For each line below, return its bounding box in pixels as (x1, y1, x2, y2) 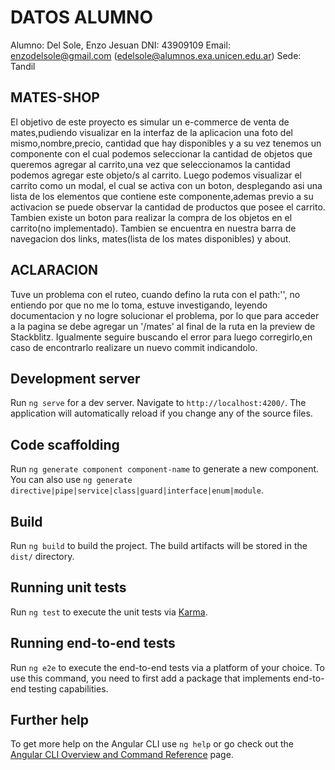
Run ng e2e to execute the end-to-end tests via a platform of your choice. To (10, 661, 326, 673)
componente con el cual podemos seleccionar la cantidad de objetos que (10, 147, 313, 160)
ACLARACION (10, 262, 99, 279)
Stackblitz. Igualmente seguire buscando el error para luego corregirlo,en (10, 331, 313, 343)
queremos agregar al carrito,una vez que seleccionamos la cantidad (10, 158, 291, 170)
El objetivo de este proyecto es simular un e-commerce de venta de (10, 116, 290, 128)
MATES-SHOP (10, 89, 100, 106)
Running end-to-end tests (10, 635, 176, 652)
